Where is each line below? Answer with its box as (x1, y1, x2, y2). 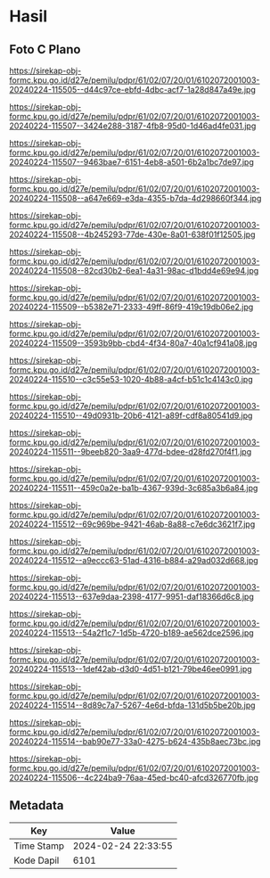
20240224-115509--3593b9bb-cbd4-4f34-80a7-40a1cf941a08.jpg (9, 338, 258, 349)
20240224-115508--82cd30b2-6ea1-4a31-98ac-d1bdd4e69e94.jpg (9, 266, 259, 275)
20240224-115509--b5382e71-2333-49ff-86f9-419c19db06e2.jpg (9, 301, 254, 312)
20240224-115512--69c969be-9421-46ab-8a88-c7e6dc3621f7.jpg (9, 519, 256, 529)
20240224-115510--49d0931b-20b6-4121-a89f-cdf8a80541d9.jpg (9, 410, 253, 421)
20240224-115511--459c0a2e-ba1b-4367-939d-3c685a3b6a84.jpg (9, 483, 258, 493)
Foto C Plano (9, 42, 81, 57)
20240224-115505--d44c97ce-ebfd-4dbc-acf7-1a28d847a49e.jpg (9, 85, 256, 94)
